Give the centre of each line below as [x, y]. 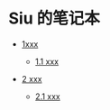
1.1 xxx [47, 61]
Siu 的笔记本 [54, 18]
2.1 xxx [47, 96]
